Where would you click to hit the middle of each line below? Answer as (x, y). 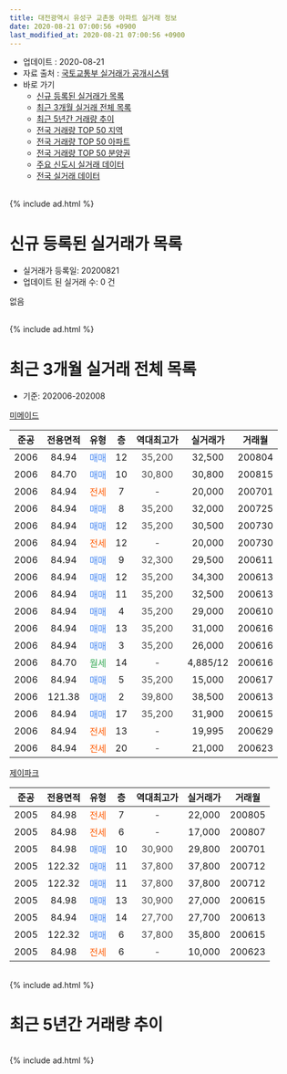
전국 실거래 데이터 (68, 176)
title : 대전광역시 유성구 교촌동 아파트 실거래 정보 (93, 18)
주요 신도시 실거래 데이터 (80, 164)
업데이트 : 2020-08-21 (63, 62)
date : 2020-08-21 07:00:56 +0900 (73, 26)
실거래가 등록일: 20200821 (71, 271)
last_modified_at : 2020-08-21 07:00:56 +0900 (97, 35)
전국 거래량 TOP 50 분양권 (83, 153)
